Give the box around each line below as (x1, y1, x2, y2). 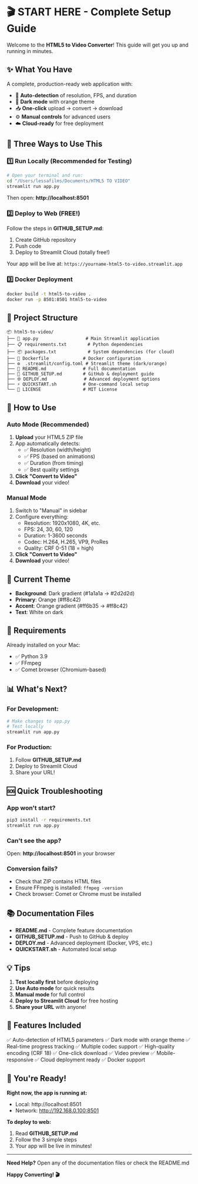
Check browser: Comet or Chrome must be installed (15, 891, 142, 898)
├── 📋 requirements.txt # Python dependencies (6, 342, 143, 348)
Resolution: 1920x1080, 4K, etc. (24, 520, 100, 527)
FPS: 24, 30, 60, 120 (24, 526, 73, 533)
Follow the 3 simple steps (15, 1136, 77, 1143)
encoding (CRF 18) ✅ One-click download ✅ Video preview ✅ (6, 1049, 155, 1056)
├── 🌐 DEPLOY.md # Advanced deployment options (6, 376, 160, 382)
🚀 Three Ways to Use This (6, 139, 103, 149)
